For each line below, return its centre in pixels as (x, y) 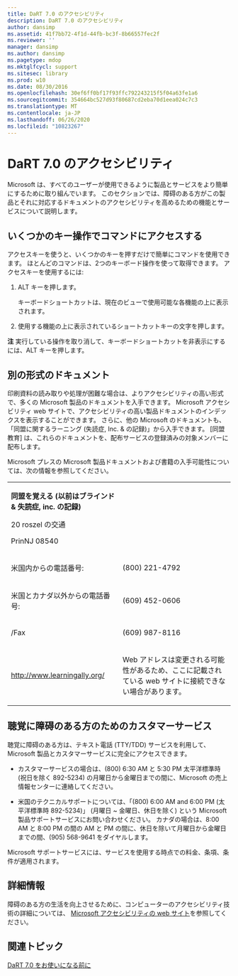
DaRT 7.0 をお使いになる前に (49, 965)
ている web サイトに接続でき (171, 681)
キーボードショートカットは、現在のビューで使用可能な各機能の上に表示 (123, 302)
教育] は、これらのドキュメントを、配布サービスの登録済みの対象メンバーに (118, 438)
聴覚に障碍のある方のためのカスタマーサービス (110, 726)
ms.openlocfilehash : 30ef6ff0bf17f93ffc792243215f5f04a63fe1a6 (103, 93)
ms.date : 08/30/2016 (38, 87)
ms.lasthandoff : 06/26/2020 (49, 119)
